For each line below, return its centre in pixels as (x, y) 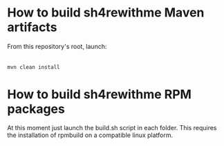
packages (36, 109)
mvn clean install (34, 67)
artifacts (32, 27)
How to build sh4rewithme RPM (100, 94)
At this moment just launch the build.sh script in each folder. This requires (112, 128)
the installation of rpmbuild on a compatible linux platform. (90, 135)
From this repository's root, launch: (57, 46)
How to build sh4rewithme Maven (106, 13)
